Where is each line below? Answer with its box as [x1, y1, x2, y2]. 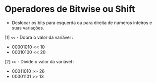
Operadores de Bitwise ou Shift [4, 3, 135, 15]
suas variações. [11, 25, 44, 30]
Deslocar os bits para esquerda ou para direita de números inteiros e [11, 20, 152, 26]
